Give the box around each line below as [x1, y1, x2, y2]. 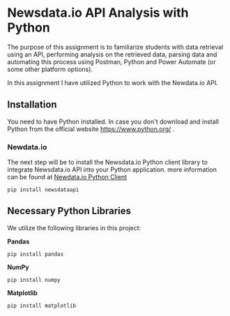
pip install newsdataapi [7, 186, 79, 193]
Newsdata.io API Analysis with [7, 5, 190, 21]
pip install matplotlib [7, 302, 77, 309]
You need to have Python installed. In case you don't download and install [7, 117, 220, 126]
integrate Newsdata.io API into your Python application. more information [7, 165, 217, 174]
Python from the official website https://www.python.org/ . [7, 124, 175, 133]
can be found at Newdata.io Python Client [7, 173, 128, 181]
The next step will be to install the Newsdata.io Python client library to [7, 158, 208, 167]
